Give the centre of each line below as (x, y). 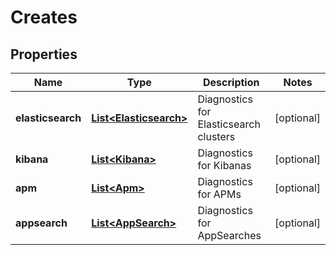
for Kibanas (224, 165)
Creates (44, 17)
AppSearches (229, 235)
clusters (216, 136)
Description (231, 82)
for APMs (219, 194)
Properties (44, 54)
